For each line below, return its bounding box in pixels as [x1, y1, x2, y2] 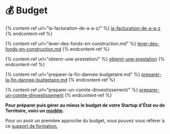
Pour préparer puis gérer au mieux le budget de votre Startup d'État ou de [5, 102, 165, 108]
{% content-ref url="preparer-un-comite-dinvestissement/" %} [5, 86, 138, 93]
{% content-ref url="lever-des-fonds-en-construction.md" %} [5, 40, 137, 47]
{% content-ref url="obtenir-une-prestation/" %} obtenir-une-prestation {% [5, 55, 165, 62]
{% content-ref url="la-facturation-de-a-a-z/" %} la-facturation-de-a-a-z [5, 25, 161, 31]
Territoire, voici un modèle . [5, 107, 65, 113]
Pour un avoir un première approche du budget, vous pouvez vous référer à [5, 117, 165, 124]
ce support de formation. [5, 123, 58, 129]
